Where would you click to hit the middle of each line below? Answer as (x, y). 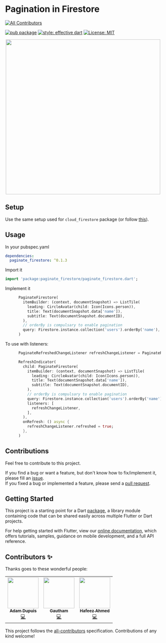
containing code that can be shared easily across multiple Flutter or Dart (79, 516)
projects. (14, 521)
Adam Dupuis (23, 611)
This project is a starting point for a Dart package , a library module (73, 511)
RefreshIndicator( (37, 362)
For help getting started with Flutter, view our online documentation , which (81, 531)
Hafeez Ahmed (95, 611)
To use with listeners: (27, 344)
